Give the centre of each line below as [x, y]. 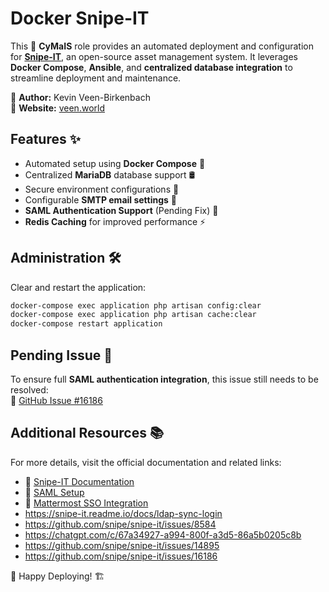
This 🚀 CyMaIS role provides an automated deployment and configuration [162, 46]
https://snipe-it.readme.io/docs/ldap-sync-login [123, 513]
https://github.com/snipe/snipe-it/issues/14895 [122, 545]
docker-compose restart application [86, 324]
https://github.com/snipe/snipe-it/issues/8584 [120, 524]
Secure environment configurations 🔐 [102, 189]
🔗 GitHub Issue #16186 [56, 400]
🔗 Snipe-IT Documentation [79, 481]
